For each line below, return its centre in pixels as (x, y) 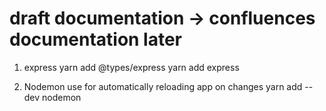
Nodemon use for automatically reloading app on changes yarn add (163, 86)
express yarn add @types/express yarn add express (131, 67)
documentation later (96, 39)
